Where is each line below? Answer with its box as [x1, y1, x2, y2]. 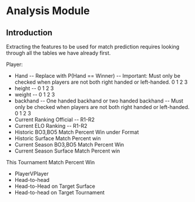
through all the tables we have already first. [6, 49, 111, 57]
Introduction [6, 28, 53, 38]
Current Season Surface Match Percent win [14, 147, 120, 154]
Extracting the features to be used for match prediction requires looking [6, 43, 180, 50]
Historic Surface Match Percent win [14, 135, 101, 142]
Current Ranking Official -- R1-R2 [14, 116, 95, 123]
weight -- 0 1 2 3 [14, 91, 55, 98]
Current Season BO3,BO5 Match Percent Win [14, 141, 125, 148]
